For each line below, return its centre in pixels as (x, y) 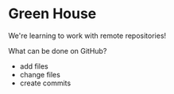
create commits (45, 83)
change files (40, 74)
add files (34, 66)
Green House (52, 14)
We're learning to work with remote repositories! (87, 36)
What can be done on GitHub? (58, 51)
